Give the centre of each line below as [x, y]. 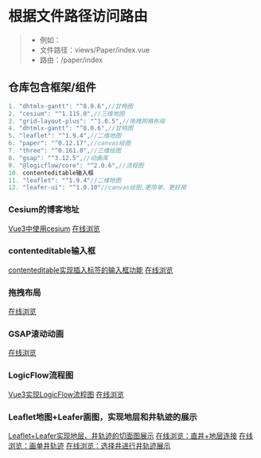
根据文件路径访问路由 [78, 16]
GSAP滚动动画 [36, 334]
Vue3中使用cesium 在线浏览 [55, 229]
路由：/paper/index [71, 60]
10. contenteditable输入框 [51, 173]
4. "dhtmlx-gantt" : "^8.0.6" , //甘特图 [71, 128]
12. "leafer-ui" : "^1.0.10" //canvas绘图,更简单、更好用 [97, 188]
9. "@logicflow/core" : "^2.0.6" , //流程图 [76, 165]
